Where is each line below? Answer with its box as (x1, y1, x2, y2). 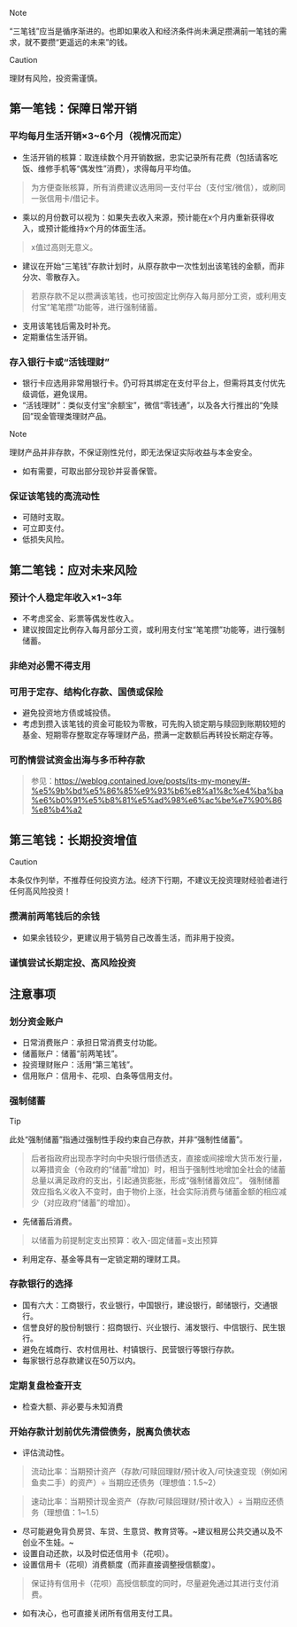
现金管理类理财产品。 (33, 411, 111, 421)
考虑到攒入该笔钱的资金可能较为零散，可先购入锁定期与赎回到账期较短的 (21, 718, 286, 730)
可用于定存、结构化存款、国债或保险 (9, 685, 164, 698)
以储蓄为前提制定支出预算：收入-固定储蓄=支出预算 (30, 1234, 218, 1245)
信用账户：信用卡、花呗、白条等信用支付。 (21, 1070, 178, 1081)
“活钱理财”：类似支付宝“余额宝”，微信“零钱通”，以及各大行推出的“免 (21, 399, 271, 411)
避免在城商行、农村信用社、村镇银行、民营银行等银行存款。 (21, 1343, 240, 1355)
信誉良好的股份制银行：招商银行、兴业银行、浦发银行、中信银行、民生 (21, 1321, 278, 1333)
